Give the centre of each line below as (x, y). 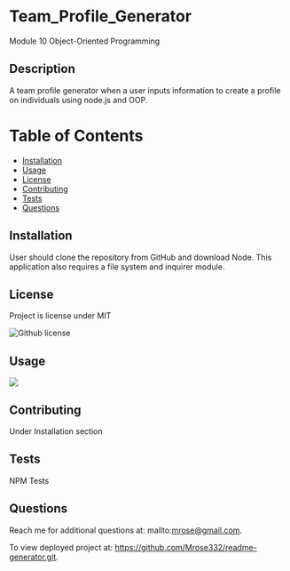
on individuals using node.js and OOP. (78, 100)
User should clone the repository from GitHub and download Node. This (141, 257)
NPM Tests (29, 480)
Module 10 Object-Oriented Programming (85, 41)
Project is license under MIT (60, 316)
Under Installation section (56, 431)
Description (42, 69)
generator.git (33, 557)
